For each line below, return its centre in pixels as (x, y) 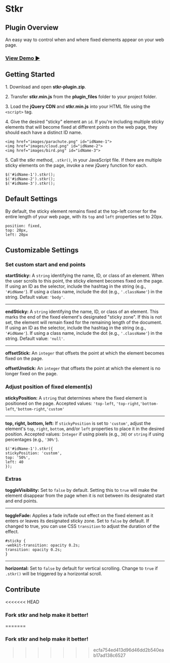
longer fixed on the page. (32, 374)
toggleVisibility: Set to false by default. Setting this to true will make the (81, 490)
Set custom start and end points (46, 264)
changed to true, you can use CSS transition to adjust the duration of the (82, 526)
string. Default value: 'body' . (35, 297)
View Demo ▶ (23, 58)
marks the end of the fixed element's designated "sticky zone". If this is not (83, 317)
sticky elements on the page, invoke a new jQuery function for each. (76, 165)
